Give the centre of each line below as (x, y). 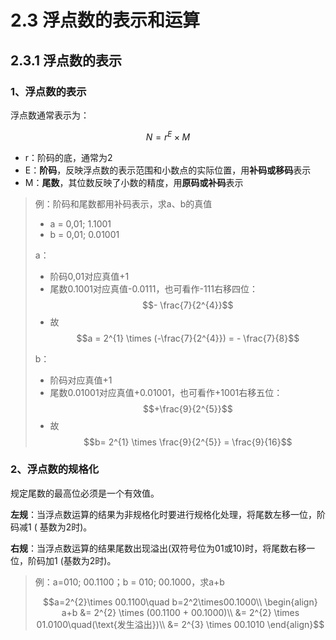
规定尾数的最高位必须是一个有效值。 (85, 493)
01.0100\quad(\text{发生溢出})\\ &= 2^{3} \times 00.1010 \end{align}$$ (180, 624)
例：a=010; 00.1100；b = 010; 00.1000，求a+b (129, 582)
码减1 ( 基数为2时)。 (51, 527)
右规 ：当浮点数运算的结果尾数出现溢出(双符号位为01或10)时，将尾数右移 (158, 548)
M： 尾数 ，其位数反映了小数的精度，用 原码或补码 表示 (134, 182)
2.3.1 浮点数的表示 (66, 60)
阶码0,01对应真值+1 (89, 276)
